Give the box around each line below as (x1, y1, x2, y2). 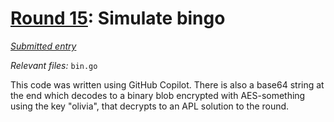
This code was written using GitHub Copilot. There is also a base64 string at (10, 78, 325, 91)
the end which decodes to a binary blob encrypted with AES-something (10, 89, 306, 101)
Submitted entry (10, 40, 77, 52)
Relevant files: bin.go (10, 59, 98, 71)
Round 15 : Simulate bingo (10, 7, 226, 30)
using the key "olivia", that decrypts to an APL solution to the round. (10, 100, 290, 112)
